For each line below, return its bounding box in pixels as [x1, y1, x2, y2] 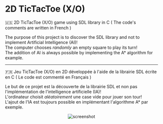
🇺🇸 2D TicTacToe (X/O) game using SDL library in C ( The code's [5, 19, 136, 25]
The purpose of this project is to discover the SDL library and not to [5, 34, 140, 40]
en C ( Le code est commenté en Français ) [5, 74, 92, 80]
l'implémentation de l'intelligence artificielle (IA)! [5, 89, 101, 94]
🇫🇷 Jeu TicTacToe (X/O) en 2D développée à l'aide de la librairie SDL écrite [5, 69, 157, 75]
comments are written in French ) [5, 25, 72, 31]
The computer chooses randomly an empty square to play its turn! [5, 45, 138, 50]
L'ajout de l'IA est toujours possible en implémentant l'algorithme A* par [5, 99, 148, 105]
